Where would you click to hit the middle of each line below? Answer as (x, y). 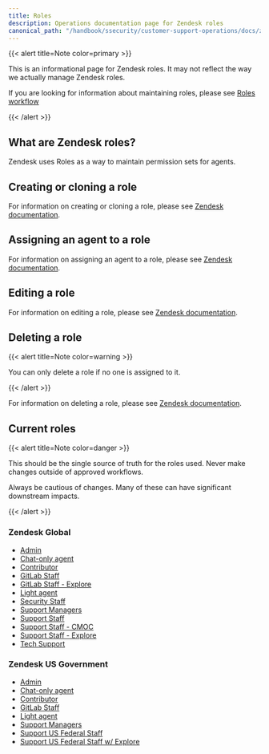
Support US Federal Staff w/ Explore (80, 741)
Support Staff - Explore (58, 635)
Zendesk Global (40, 533)
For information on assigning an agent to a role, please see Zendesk (120, 259)
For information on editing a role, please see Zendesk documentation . (123, 312)
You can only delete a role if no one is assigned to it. (94, 372)
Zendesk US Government (58, 664)
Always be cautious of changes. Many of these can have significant (120, 488)
